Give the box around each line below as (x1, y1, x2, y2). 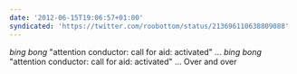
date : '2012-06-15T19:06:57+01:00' (9, 13, 144, 23)
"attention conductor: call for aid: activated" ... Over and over (9, 56, 237, 67)
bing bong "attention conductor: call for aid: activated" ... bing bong (9, 46, 263, 57)
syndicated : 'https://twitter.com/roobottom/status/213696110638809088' (9, 22, 290, 31)
